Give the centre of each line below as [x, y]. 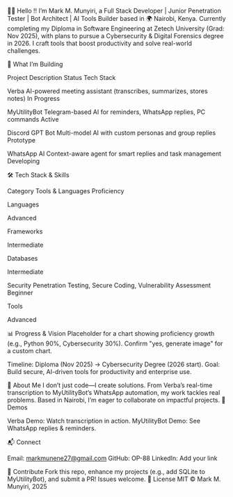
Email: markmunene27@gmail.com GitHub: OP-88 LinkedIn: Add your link [112, 458]
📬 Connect [24, 442]
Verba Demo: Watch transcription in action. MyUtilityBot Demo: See [104, 421]
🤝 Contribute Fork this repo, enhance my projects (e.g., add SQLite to [106, 472]
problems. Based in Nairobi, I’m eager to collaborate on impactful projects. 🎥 [116, 400]
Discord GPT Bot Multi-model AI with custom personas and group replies [112, 133]
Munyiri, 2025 [27, 486]
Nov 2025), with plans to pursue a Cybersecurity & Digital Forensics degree [115, 36]
